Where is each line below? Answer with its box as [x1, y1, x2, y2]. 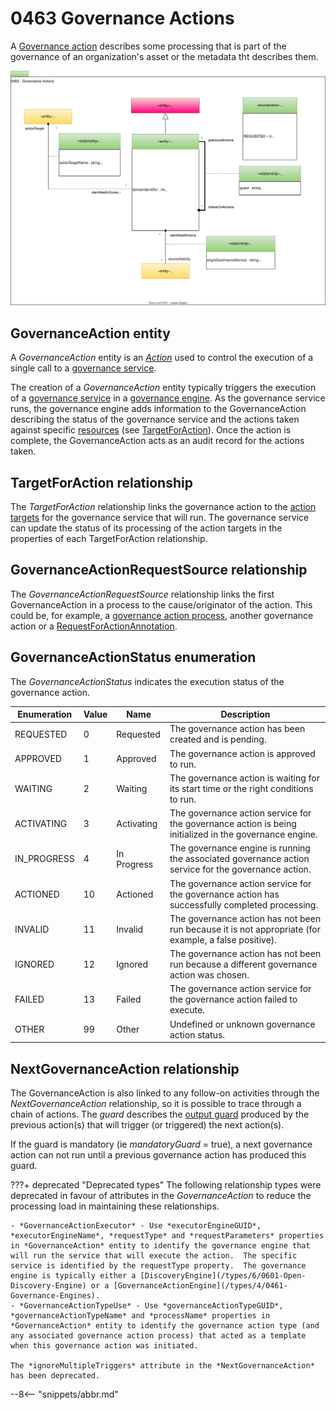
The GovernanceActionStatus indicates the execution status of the [10, 675, 285, 687]
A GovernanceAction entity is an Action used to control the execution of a [10, 352, 314, 364]
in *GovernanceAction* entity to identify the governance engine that [10, 1241, 311, 1251]
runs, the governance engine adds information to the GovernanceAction [10, 403, 307, 415]
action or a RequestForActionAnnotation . [10, 620, 178, 632]
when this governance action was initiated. [10, 1341, 199, 1351]
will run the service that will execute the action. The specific [10, 1251, 298, 1261]
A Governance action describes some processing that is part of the [10, 40, 287, 52]
